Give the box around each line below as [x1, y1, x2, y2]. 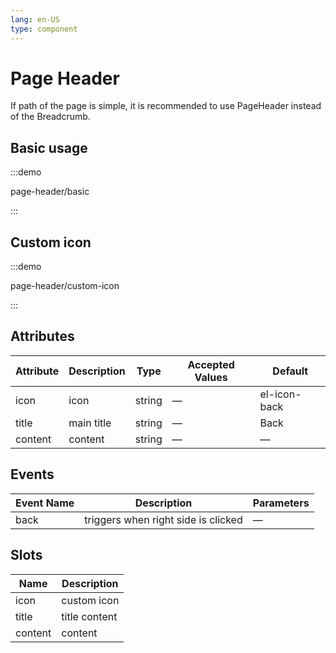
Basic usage [10, 139, 88, 156]
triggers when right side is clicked [84, 512, 243, 526]
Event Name [15, 496, 75, 510]
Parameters [252, 496, 310, 510]
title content [61, 609, 118, 623]
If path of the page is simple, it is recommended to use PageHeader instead [10, 100, 322, 112]
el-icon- [259, 387, 302, 401]
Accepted [187, 357, 235, 371]
